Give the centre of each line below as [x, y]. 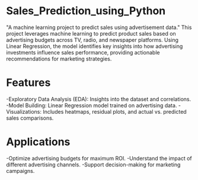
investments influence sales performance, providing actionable [83, 52]
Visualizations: [24, 111]
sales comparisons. [30, 118]
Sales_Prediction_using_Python [86, 11]
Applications [38, 142]
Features [28, 83]
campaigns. [20, 171]
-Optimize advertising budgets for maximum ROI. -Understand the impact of [99, 158]
